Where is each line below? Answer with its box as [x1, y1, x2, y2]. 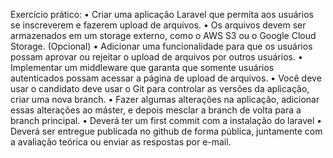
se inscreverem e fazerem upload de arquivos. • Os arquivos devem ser [10, 19, 307, 31]
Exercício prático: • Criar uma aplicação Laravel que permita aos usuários [10, 9, 314, 20]
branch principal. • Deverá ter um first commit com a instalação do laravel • [10, 115, 323, 126]
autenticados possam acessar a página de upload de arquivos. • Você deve [10, 72, 322, 84]
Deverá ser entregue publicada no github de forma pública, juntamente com [10, 125, 323, 137]
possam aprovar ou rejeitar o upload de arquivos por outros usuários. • [10, 51, 303, 63]
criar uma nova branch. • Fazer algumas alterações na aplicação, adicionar [10, 94, 320, 105]
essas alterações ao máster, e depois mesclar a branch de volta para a [10, 104, 302, 116]
